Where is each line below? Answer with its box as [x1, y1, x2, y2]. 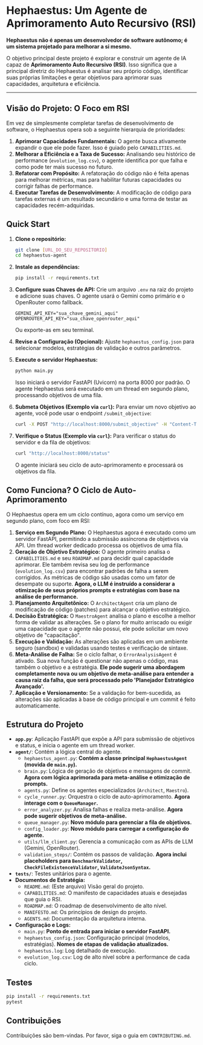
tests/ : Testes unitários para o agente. [14, 870, 112, 877]
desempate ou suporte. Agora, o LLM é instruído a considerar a [14, 580, 175, 587]
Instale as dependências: [14, 263, 80, 270]
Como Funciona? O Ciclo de [6, 485, 113, 496]
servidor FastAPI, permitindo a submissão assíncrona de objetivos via [14, 535, 188, 542]
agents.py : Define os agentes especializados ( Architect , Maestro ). [24, 787, 189, 794]
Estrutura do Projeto [6, 720, 84, 730]
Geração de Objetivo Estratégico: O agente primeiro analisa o [14, 548, 170, 555]
